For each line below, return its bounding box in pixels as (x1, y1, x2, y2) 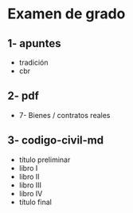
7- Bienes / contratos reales (18, 110, 111, 120)
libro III (18, 180, 41, 190)
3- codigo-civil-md (7, 133, 104, 148)
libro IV (18, 188, 43, 198)
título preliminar (18, 155, 71, 164)
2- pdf (7, 89, 39, 103)
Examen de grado (7, 5, 126, 23)
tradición (18, 57, 49, 67)
